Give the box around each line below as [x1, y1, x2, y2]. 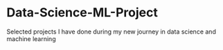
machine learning [6, 34, 56, 42]
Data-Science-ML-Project [6, 5, 159, 21]
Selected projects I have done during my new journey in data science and [6, 27, 216, 36]
